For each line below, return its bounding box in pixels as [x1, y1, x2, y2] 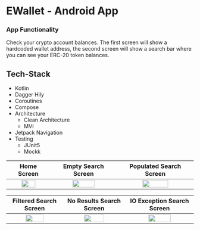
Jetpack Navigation [14, 129, 63, 136]
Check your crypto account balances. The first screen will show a [6, 39, 168, 46]
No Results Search [67, 197, 121, 205]
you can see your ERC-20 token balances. [6, 52, 110, 59]
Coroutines [14, 97, 42, 105]
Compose [14, 104, 39, 111]
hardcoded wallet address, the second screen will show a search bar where [6, 45, 192, 52]
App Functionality [6, 26, 59, 34]
